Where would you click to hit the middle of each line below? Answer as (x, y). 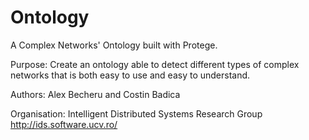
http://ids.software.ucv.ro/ (64, 124)
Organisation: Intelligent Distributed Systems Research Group (136, 113)
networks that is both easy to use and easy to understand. (130, 75)
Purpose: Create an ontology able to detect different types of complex (155, 64)
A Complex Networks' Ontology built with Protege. (114, 45)
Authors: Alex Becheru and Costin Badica (95, 94)
